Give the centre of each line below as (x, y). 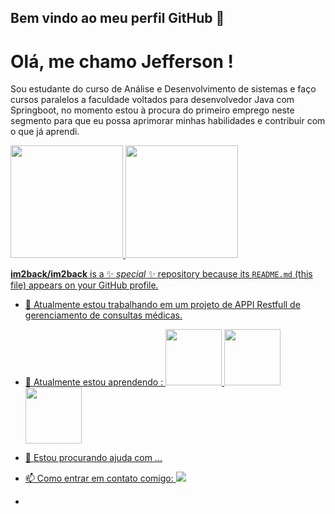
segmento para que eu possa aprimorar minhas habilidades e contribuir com (168, 121)
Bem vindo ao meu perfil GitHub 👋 (117, 18)
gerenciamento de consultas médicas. (103, 315)
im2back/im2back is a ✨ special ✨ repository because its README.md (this (161, 274)
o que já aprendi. (45, 132)
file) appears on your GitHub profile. (84, 285)
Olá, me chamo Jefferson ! (122, 61)
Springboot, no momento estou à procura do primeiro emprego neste (152, 110)
